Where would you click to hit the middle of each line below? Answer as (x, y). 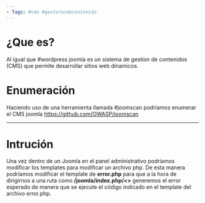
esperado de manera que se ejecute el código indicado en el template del (99, 187)
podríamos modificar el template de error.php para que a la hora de (92, 174)
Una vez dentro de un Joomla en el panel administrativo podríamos (91, 161)
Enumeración (41, 90)
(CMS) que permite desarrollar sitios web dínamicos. (73, 65)
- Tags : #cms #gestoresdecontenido (52, 12)
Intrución (30, 144)
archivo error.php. (29, 194)
